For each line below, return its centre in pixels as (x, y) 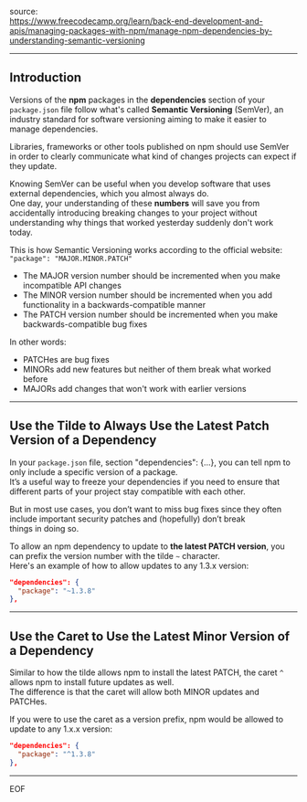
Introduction (46, 78)
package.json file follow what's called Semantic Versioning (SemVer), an (147, 109)
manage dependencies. (54, 129)
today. (21, 232)
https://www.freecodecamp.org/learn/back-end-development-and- (136, 21)
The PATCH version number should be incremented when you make (150, 314)
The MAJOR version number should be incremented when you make (151, 275)
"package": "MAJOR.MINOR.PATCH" (71, 259)
